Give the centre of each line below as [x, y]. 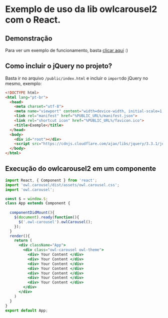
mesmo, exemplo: [23, 83]
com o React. [33, 20]
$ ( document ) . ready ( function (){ [47, 217]
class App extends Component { [38, 203]
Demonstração [29, 38]
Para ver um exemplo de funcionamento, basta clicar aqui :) [67, 50]
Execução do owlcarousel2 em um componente [81, 169]
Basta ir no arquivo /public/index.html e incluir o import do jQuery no [77, 78]
